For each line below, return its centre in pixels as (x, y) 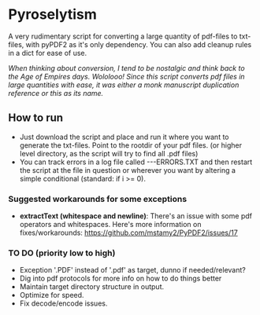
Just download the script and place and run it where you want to (124, 137)
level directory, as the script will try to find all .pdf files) (109, 153)
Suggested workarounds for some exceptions (98, 199)
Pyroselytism (52, 15)
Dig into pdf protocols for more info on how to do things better (121, 278)
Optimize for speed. (52, 295)
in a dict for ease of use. (48, 53)
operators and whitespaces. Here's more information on (110, 225)
